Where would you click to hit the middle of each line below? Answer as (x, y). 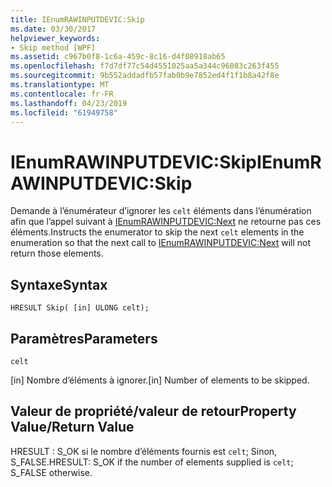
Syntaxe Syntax (59, 284)
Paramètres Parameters (84, 338)
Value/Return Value (72, 427)
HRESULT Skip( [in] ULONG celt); (80, 308)
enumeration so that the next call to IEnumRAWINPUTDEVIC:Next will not (161, 243)
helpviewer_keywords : (55, 38)
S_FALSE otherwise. (51, 472)
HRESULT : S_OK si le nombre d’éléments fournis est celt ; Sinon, (144, 451)
